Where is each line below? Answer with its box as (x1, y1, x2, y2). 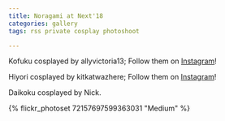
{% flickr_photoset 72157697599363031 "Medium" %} (8, 103, 191, 114)
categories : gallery (8, 19, 79, 28)
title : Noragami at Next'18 (8, 11, 104, 20)
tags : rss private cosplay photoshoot (8, 27, 140, 35)
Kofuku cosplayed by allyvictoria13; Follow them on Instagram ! (8, 56, 217, 66)
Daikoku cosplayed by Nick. (8, 88, 102, 97)
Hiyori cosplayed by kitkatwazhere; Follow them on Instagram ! (8, 72, 217, 82)
